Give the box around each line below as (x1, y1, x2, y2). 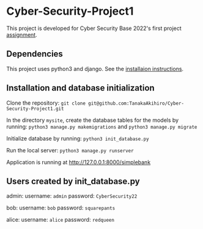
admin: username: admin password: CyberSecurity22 (6, 192, 138, 200)
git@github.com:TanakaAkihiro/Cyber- (88, 100, 185, 107)
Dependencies (6, 49, 63, 59)
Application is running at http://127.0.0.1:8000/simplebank (6, 158, 151, 166)
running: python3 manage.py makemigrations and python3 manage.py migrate (6, 122, 197, 130)
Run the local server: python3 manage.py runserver (6, 146, 134, 154)
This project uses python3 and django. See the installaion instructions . (6, 65, 184, 72)
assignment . (6, 31, 38, 38)
